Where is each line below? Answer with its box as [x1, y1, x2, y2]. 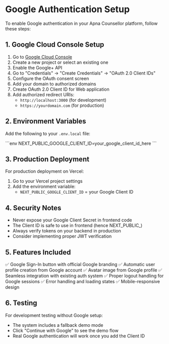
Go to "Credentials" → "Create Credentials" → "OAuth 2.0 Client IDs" [12, 70, 156, 76]
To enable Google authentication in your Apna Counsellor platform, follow [5, 20, 158, 26]
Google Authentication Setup [5, 4, 130, 15]
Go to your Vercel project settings [12, 178, 83, 184]
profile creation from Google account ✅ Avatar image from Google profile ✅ [5, 267, 162, 273]
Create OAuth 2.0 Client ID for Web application [12, 86, 110, 92]
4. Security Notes [5, 204, 62, 212]
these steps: [5, 25, 31, 31]
